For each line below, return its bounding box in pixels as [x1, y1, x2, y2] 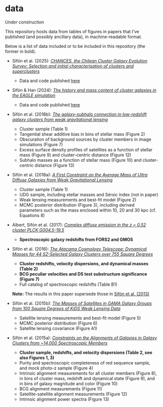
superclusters [12, 68, 40, 74]
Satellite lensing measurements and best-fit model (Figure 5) [19, 315, 141, 321]
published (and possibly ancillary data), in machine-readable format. [5, 34, 143, 40]
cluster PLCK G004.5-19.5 [12, 227, 64, 233]
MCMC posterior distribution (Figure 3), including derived [19, 202, 135, 208]
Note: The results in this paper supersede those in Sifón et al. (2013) [12, 291, 150, 297]
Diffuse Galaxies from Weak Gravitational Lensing [12, 177, 113, 183]
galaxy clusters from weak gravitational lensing [12, 116, 108, 122]
